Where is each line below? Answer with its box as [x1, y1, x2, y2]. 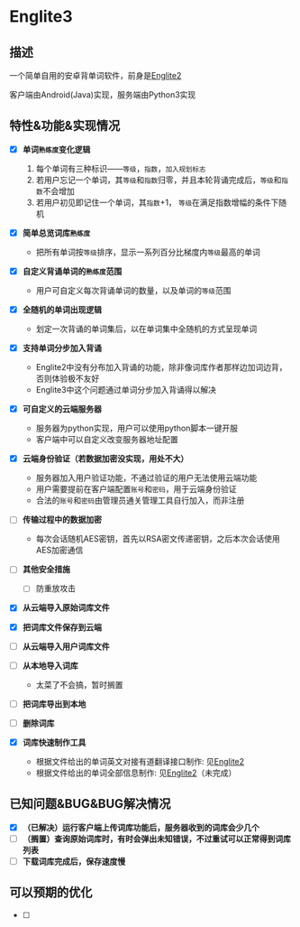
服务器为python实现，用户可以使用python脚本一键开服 [35, 422, 239, 434]
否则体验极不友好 [35, 373, 100, 385]
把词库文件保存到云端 [22, 621, 102, 633]
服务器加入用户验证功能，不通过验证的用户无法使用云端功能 [35, 472, 258, 484]
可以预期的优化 [9, 885, 93, 900]
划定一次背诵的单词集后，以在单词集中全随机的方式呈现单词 [35, 323, 258, 335]
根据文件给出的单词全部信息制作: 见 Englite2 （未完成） [35, 767, 237, 778]
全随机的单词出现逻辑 [22, 304, 102, 315]
